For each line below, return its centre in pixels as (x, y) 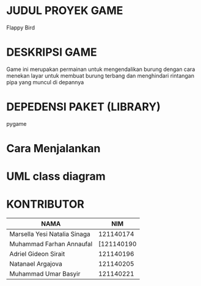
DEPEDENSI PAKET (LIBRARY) (83, 107)
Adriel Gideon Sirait (37, 254)
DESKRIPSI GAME (52, 52)
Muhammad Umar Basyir (45, 274)
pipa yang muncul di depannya (45, 82)
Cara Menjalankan (53, 148)
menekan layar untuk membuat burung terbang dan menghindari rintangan (100, 75)
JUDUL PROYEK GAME (65, 11)
